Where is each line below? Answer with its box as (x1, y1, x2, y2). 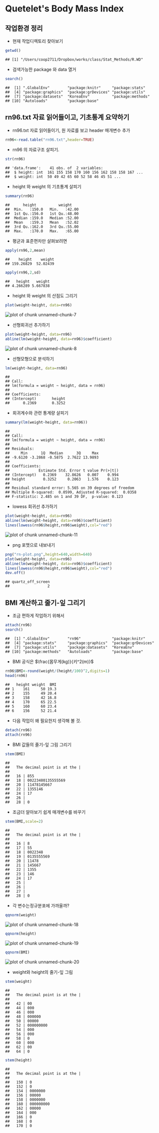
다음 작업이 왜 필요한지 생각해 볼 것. (12, 717, 81, 724)
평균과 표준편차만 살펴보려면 (12, 238, 68, 244)
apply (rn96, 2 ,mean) (5, 248, 46, 253)
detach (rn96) (5, 727, 32, 733)
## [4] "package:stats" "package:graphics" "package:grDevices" (5, 640, 155, 646)
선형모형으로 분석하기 (12, 356, 54, 362)
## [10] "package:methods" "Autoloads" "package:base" (5, 649, 143, 654)
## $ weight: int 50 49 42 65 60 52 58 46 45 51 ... (5, 175, 121, 180)
